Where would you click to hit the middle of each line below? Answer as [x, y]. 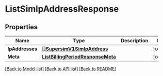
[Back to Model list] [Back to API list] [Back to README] [61, 69]
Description [134, 41]
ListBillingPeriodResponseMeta [79, 57]
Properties [21, 27]
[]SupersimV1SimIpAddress [75, 49]
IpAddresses [22, 49]
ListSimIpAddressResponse [62, 9]
